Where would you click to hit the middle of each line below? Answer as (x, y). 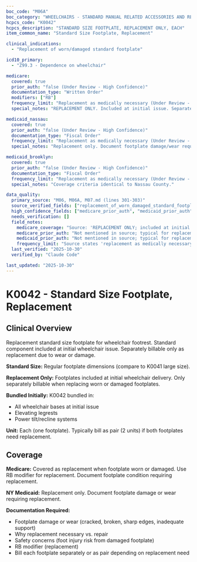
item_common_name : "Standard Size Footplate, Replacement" (80, 33)
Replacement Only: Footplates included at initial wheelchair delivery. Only (96, 377)
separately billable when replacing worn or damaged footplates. (83, 384)
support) (25, 528)
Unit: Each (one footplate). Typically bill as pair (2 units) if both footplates (95, 430)
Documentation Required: (38, 510)
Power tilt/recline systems (46, 419)
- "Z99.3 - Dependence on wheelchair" (59, 65)
